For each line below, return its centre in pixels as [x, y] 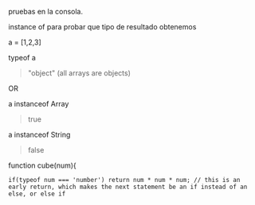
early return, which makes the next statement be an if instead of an [128, 187]
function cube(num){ [43, 165]
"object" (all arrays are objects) [79, 73]
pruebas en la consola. [46, 12]
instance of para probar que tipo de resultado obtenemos [102, 27]
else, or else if [37, 194]
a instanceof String [39, 135]
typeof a [22, 58]
